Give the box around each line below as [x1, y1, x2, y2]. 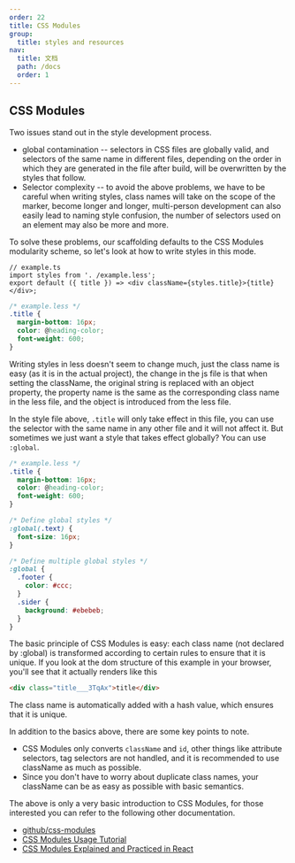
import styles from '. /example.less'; [9, 271, 156, 280]
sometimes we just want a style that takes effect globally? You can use [9, 432, 267, 443]
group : [9, 29, 34, 38]
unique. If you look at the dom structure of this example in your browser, [9, 657, 272, 668]
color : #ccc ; [25, 582, 73, 590]
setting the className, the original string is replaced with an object [9, 377, 254, 388]
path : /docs [17, 63, 62, 72]
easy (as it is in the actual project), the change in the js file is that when [9, 368, 268, 379]
